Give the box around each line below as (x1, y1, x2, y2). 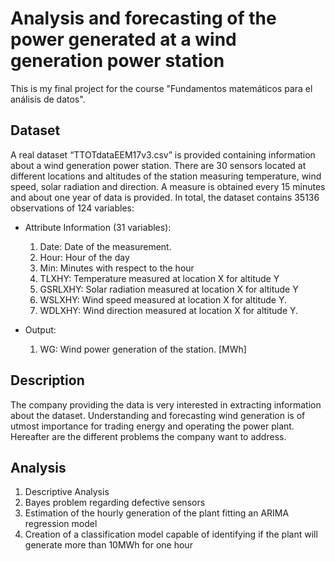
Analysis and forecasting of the (10, 7, 277, 30)
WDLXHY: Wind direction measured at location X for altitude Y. (39, 304, 299, 316)
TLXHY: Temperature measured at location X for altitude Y (39, 272, 280, 284)
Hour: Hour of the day (39, 251, 130, 263)
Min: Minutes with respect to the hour (39, 262, 195, 274)
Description (10, 372, 85, 389)
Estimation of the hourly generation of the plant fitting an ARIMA (24, 507, 290, 519)
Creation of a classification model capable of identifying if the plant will (24, 528, 318, 541)
